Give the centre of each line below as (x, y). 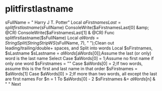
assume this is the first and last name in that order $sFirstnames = (71, 68)
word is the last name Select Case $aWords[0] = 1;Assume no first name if (80, 58)
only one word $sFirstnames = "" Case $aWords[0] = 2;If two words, (74, 63)
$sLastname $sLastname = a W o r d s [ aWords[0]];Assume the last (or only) (78, 53)
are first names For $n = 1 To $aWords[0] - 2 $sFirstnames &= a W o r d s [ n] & (80, 79)
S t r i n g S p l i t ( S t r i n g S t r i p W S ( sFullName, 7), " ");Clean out (60, 43)
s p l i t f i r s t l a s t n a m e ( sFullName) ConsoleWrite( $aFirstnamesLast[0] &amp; (77, 27)
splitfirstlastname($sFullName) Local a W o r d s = (52, 38)
